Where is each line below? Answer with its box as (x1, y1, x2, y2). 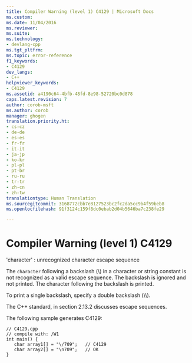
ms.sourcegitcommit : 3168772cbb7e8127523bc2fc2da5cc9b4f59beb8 (6, 201, 165, 207)
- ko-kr (6, 157, 25, 163)
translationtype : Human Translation (6, 195, 96, 201)
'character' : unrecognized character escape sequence (6, 256, 140, 263)
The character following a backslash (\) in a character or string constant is (6, 268, 187, 275)
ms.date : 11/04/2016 (6, 19, 57, 25)
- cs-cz (6, 124, 25, 130)
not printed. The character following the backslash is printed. (6, 280, 154, 287)
